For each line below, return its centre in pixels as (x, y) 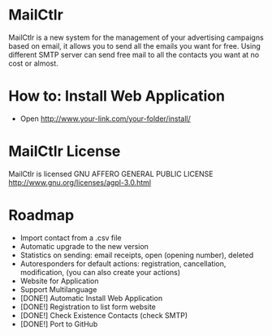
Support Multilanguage (58, 289)
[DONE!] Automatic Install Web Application (91, 298)
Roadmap (41, 215)
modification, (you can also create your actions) (100, 272)
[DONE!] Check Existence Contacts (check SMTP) (104, 315)
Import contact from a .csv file (71, 238)
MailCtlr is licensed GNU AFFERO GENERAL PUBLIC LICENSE (111, 174)
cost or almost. (33, 63)
